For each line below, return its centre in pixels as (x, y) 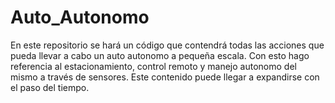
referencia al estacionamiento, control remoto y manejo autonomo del (153, 66)
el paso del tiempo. (50, 87)
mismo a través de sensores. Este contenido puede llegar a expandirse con (165, 77)
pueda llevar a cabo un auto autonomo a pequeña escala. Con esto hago (160, 55)
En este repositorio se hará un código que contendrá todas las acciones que (167, 45)
